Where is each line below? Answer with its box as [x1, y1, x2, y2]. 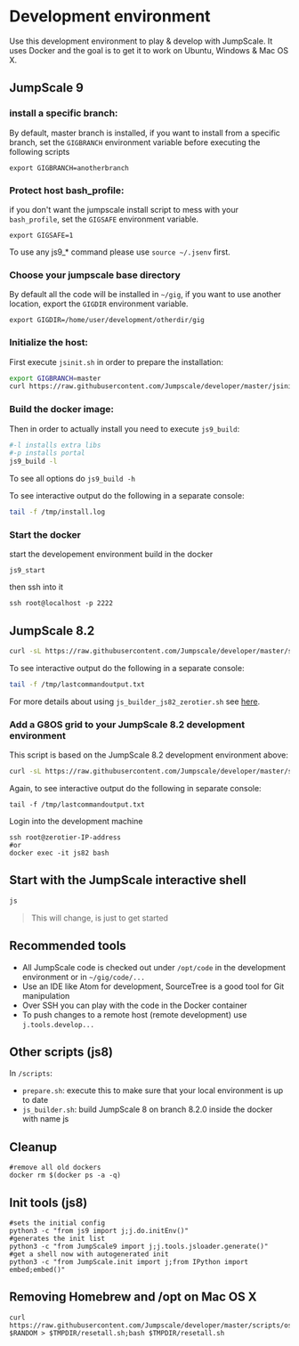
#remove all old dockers [9, 1164, 101, 1172]
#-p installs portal [9, 449, 86, 458]
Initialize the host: [9, 336, 89, 349]
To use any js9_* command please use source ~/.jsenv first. [9, 247, 231, 257]
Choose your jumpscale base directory [9, 269, 181, 281]
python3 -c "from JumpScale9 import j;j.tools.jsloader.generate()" [9, 1242, 269, 1252]
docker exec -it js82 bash [9, 848, 109, 858]
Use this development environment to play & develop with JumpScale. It [9, 36, 273, 46]
